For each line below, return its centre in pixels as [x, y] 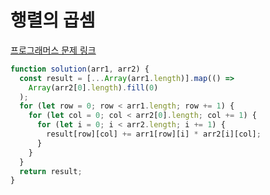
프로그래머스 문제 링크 [53, 50]
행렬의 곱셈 [53, 20]
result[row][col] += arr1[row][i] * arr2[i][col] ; [154, 134]
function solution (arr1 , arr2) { [80, 69]
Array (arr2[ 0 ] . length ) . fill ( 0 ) [93, 87]
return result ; [51, 171]
